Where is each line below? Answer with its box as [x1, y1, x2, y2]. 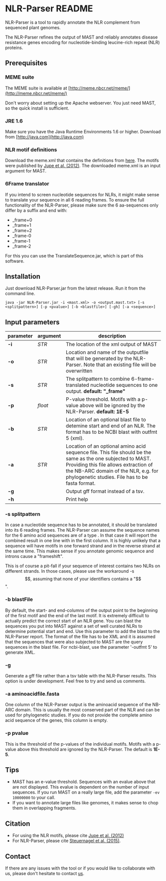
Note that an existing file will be [83, 361, 157, 368]
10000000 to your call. [12, 795, 56, 800]
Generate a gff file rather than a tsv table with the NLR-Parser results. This [5, 673, 157, 679]
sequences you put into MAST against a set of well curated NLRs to [5, 623, 143, 629]
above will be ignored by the [80, 402, 145, 409]
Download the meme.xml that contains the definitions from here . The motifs [5, 158, 159, 164]
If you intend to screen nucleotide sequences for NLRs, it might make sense [5, 191, 160, 198]
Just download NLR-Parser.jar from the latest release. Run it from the [5, 285, 146, 292]
